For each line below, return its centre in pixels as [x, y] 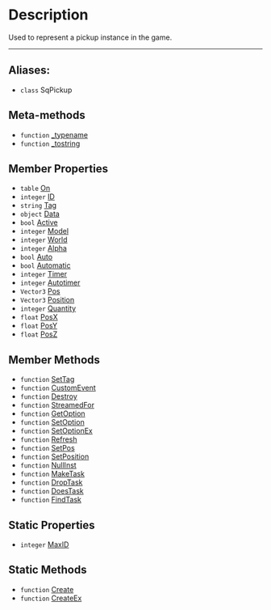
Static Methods [48, 570]
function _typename [54, 134]
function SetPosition [54, 457]
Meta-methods [47, 115]
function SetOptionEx [56, 431]
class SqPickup [46, 90]
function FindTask [51, 500]
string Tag [38, 205]
